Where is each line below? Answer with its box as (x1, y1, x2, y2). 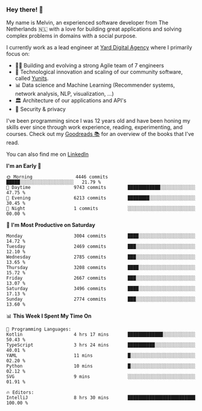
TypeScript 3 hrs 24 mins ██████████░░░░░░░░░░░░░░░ (6, 342, 196, 348)
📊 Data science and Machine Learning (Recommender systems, (14, 81, 175, 89)
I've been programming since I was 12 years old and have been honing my (6, 117, 191, 125)
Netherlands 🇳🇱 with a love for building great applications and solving (6, 25, 182, 32)
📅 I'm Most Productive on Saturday (6, 221, 95, 229)
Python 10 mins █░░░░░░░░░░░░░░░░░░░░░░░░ (6, 363, 196, 369)
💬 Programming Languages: (6, 326, 71, 333)
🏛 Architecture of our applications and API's (14, 97, 127, 104)
